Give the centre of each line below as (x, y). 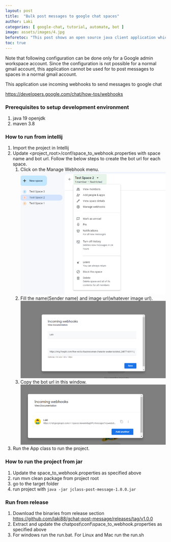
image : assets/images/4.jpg (35, 32)
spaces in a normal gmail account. (41, 74)
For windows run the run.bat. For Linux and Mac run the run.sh (78, 535)
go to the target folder (36, 483)
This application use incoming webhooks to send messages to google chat (83, 84)
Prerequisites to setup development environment (67, 107)
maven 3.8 (24, 124)
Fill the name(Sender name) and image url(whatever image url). (87, 298)
